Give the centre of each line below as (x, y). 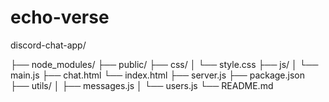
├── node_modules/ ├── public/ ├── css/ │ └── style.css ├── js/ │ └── (164, 64)
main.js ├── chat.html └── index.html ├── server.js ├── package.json (158, 75)
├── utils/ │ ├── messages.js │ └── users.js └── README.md (142, 85)
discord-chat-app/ (48, 45)
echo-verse (60, 17)
